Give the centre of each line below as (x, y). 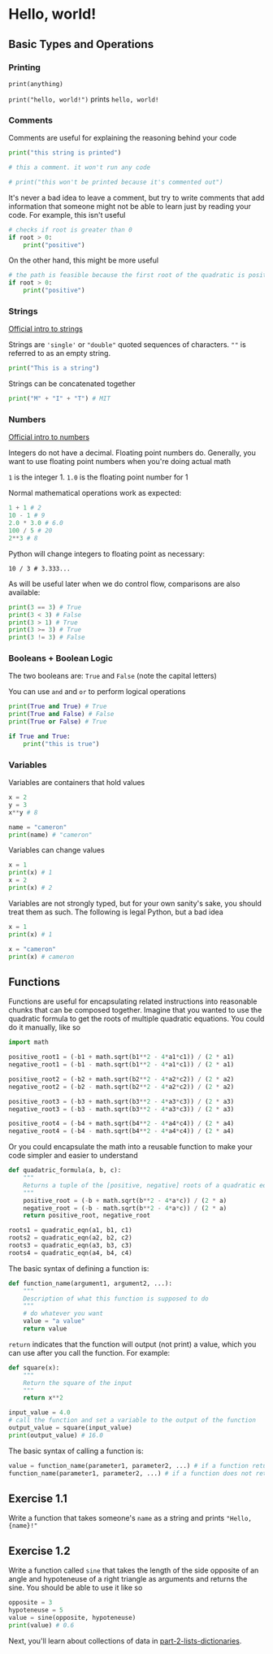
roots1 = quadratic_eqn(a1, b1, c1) (70, 1231)
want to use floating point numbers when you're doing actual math (120, 462)
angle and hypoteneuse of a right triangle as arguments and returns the (128, 1579)
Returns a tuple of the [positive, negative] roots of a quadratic (139, 1185)
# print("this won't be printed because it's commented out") (116, 182)
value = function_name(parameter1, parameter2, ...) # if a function (129, 1465)
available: (24, 592)
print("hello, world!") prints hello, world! (84, 99)
